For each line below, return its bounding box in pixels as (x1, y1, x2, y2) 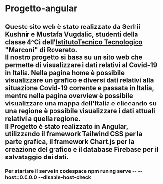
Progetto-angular (5, 3, 78, 14)
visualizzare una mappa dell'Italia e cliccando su (5, 99, 157, 107)
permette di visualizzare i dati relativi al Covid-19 (5, 61, 158, 69)
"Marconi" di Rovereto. (5, 45, 78, 54)
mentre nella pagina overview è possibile (5, 91, 134, 100)
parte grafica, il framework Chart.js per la (5, 137, 135, 146)
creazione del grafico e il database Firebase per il (5, 145, 159, 154)
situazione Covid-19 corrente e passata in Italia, (5, 84, 154, 92)
